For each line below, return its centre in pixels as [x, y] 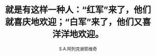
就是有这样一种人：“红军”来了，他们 [78, 10]
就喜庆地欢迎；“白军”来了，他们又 [74, 22]
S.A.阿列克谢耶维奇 [78, 49]
